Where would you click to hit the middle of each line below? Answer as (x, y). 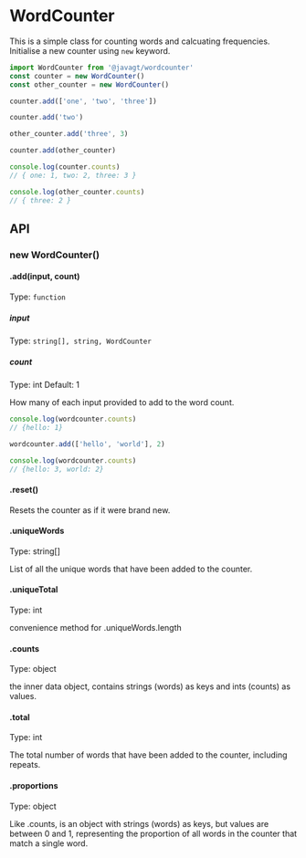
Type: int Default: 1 (45, 385)
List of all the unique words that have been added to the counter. (131, 569)
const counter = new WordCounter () (77, 76)
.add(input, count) (45, 277)
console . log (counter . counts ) (65, 167)
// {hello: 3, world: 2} (57, 469)
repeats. (25, 765)
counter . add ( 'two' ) (47, 118)
